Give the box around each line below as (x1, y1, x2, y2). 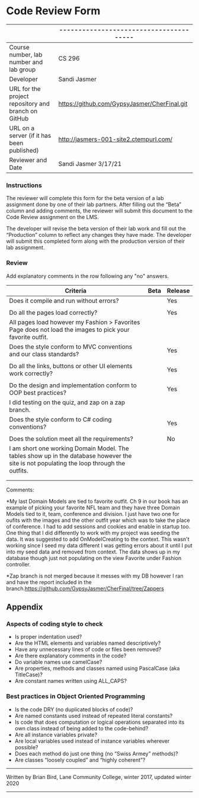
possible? (14, 743, 38, 750)
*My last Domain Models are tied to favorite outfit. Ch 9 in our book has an (6, 498, 188, 505)
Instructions (6, 181, 43, 189)
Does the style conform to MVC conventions (9, 343, 132, 351)
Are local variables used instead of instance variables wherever (14, 737, 170, 745)
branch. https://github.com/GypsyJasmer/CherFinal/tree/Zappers (6, 585, 165, 592)
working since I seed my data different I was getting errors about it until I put (6, 541, 192, 549)
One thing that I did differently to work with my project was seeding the (6, 529, 179, 536)
